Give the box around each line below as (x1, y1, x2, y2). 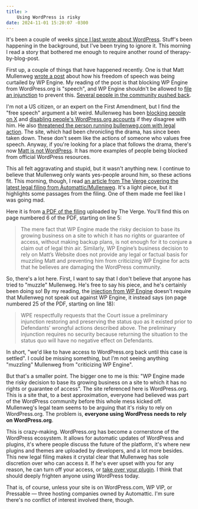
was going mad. (6, 196, 46, 203)
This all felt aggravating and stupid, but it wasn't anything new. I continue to (6, 165, 190, 172)
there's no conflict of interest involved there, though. (6, 497, 134, 504)
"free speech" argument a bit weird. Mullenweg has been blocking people (6, 109, 186, 116)
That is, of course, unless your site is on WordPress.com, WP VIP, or (6, 484, 173, 491)
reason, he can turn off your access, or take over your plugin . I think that (6, 466, 183, 473)
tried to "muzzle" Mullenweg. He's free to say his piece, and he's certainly (6, 281, 187, 288)
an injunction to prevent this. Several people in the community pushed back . (6, 91, 191, 98)
